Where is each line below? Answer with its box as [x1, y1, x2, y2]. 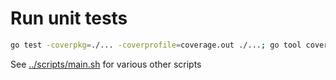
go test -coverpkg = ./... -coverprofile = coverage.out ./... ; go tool [10, 40, 302, 50]
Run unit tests [10, 7, 128, 30]
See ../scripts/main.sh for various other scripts [10, 58, 202, 70]
